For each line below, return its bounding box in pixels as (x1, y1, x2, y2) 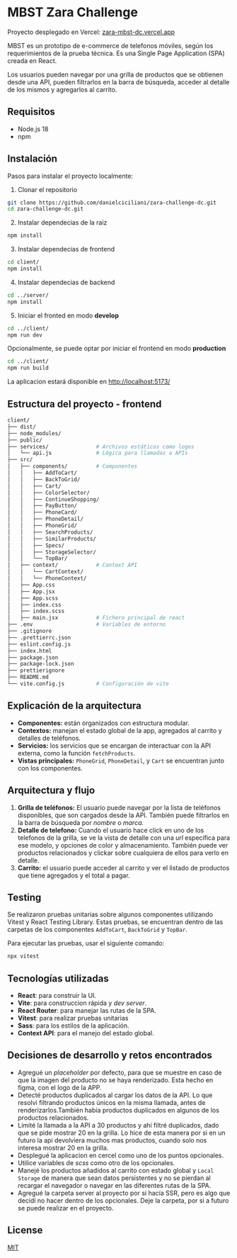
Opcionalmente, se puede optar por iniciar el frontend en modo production (7, 344, 226, 353)
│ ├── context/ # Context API (7, 561, 138, 569)
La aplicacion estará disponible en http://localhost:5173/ (7, 377, 170, 386)
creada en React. (7, 56, 57, 64)
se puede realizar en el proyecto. (17, 1203, 114, 1212)
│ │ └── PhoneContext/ (7, 575, 87, 582)
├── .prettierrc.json (7, 634, 71, 641)
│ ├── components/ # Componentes (7, 463, 138, 470)
